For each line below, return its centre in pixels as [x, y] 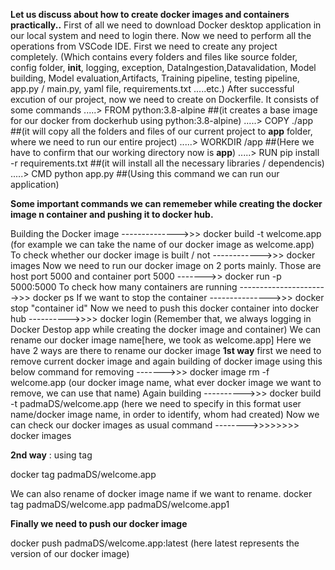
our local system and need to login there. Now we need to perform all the [161, 35]
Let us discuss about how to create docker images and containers [150, 14]
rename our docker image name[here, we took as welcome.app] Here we [161, 340]
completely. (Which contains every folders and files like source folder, [154, 57]
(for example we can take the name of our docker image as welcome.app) [162, 244]
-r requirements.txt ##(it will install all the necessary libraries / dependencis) [167, 163]
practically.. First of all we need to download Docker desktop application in [166, 25]
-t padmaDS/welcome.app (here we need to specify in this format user [156, 403]
